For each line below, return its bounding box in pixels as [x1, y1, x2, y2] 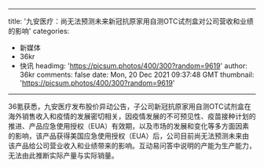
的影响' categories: [8, 27, 70, 35]
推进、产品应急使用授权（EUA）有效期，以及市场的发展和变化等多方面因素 [8, 122, 250, 130]
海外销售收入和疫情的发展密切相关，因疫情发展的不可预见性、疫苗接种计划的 [8, 111, 256, 121]
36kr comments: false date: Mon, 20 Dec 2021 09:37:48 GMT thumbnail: [19, 70, 255, 79]
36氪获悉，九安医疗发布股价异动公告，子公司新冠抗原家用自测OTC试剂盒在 [8, 102, 251, 111]
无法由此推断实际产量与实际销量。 [8, 151, 119, 160]
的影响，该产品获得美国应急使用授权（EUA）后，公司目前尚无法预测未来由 [8, 131, 250, 140]
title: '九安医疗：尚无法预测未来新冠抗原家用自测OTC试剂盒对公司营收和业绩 [8, 16, 254, 26]
